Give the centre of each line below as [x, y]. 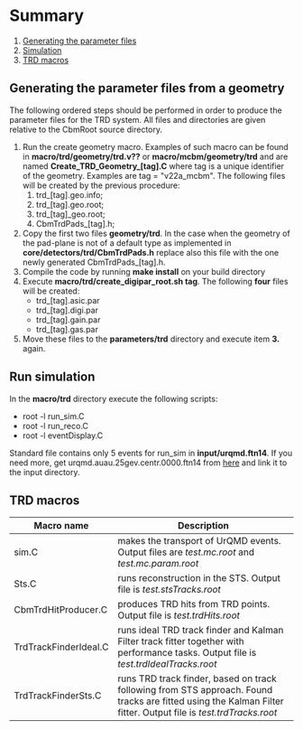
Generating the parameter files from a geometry [147, 88]
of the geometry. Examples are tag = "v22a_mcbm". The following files [154, 175]
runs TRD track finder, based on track [197, 679]
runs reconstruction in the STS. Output [199, 578]
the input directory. [45, 472]
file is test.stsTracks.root [169, 590]
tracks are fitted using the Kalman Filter [200, 701]
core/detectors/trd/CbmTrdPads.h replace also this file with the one [151, 252]
